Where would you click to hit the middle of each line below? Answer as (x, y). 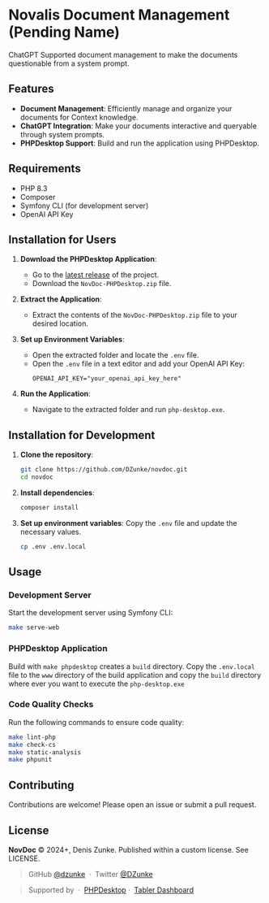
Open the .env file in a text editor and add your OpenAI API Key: (139, 364)
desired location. (60, 323)
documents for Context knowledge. (79, 117)
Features (31, 89)
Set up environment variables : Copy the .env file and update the (128, 523)
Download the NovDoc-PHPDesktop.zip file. (102, 284)
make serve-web (34, 627)
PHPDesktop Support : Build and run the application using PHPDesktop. (140, 143)
